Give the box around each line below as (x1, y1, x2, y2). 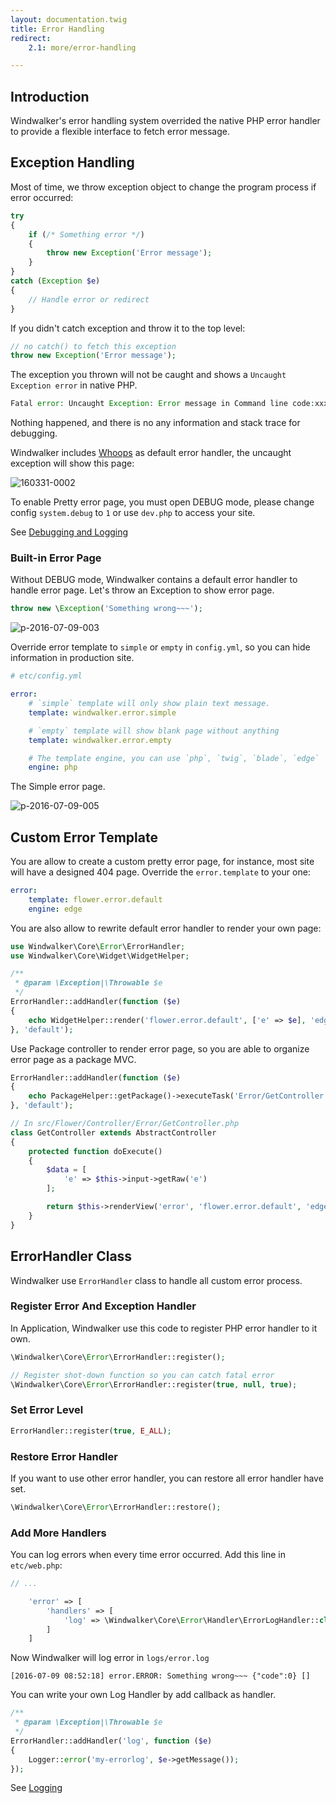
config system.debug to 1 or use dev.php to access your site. (10, 507, 256, 519)
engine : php (28, 762, 78, 773)
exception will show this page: (10, 457, 135, 470)
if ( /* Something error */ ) (28, 229, 145, 240)
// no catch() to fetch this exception (10, 341, 177, 351)
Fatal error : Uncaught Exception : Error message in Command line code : (10, 399, 315, 409)
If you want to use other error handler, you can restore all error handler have (10, 1472, 324, 1484)
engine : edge (28, 904, 83, 914)
